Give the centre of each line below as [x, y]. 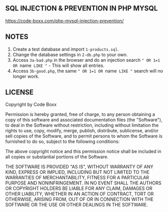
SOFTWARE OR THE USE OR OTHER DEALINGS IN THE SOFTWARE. [77, 205]
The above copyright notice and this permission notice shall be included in [83, 151]
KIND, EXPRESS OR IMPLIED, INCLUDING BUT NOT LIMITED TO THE [77, 172]
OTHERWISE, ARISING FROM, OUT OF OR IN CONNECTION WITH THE [79, 199]
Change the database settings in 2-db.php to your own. [70, 54]
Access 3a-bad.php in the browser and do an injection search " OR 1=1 [86, 60]
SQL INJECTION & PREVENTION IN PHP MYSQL [81, 8]
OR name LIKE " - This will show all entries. [59, 65]
